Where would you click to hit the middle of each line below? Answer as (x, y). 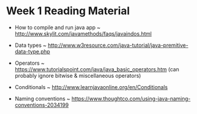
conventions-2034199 (42, 104)
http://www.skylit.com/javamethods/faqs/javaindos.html (83, 33)
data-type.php (32, 51)
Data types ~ (31, 45)
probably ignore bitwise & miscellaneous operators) (78, 75)
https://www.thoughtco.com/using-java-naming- (131, 99)
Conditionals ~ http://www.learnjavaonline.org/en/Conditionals (91, 87)
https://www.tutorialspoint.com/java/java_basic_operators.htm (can (97, 69)
